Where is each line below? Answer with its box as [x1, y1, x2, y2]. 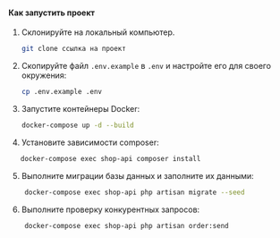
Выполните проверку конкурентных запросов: [21, 204, 200, 215]
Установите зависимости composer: [21, 137, 159, 148]
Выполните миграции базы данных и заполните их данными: [21, 170, 254, 181]
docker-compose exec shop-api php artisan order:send [24, 221, 229, 230]
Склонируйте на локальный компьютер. [21, 27, 175, 38]
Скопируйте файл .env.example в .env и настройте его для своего [21, 61, 272, 72]
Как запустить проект [8, 7, 96, 18]
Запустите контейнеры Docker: [21, 103, 140, 114]
